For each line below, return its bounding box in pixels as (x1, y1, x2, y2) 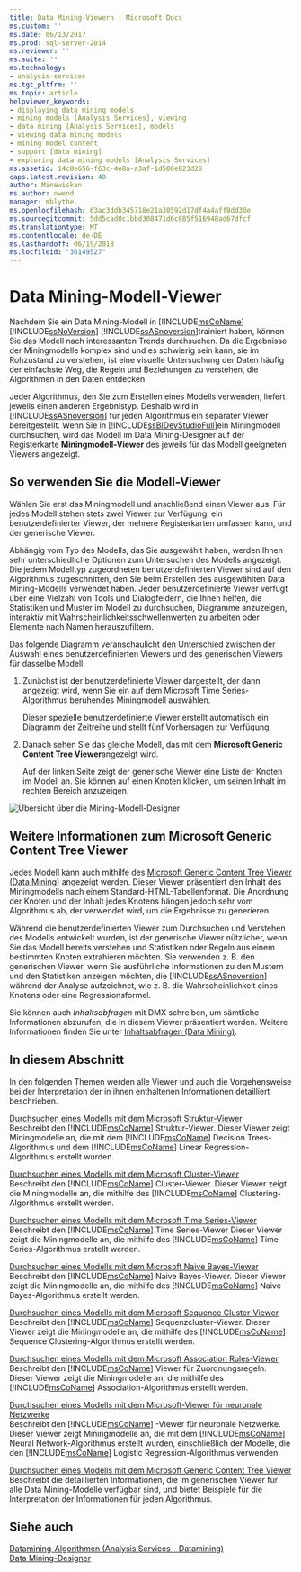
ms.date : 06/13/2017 (9, 30, 87, 39)
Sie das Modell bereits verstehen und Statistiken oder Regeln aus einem (9, 941, 276, 952)
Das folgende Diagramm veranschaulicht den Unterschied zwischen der (9, 639, 276, 650)
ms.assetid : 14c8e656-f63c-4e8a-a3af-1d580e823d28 (9, 164, 203, 173)
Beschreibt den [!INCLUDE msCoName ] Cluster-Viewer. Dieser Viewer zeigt (9, 1177, 288, 1189)
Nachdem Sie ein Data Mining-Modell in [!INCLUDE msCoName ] (9, 316, 244, 327)
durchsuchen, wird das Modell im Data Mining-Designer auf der (9, 430, 245, 441)
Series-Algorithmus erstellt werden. (9, 1243, 141, 1254)
